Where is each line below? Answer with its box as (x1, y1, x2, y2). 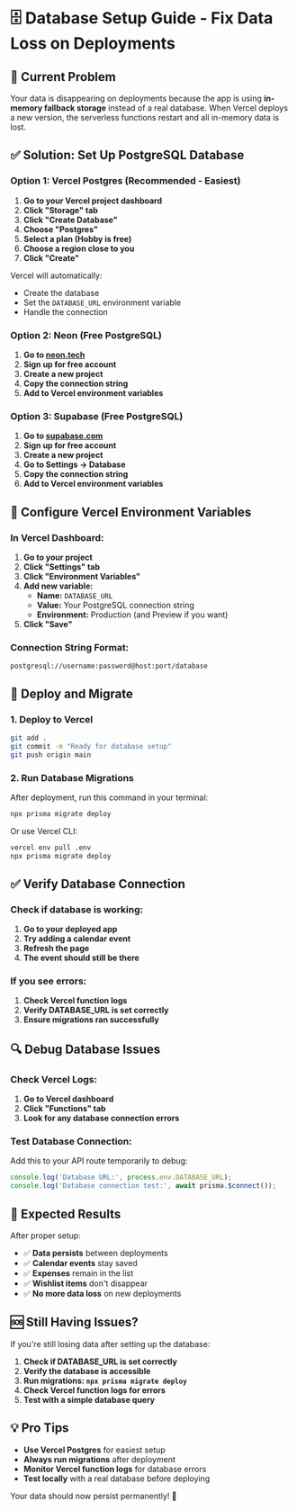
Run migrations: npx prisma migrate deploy (22, 1375, 187, 1386)
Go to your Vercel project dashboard (22, 195, 163, 206)
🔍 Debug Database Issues (10, 1041, 161, 1056)
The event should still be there (22, 952, 140, 964)
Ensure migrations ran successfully (22, 1014, 160, 1025)
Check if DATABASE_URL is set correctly (22, 1356, 178, 1367)
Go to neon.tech (22, 349, 85, 360)
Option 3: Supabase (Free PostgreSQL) (10, 409, 184, 422)
